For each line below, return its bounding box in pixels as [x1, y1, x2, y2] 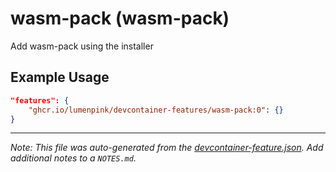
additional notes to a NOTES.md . [10, 152, 137, 164]
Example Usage [10, 69, 110, 86]
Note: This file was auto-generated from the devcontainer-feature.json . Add [10, 142, 324, 154]
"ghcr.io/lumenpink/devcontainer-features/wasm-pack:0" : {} [28, 105, 284, 115]
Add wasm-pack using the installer [10, 40, 154, 52]
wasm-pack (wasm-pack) [10, 7, 230, 30]
